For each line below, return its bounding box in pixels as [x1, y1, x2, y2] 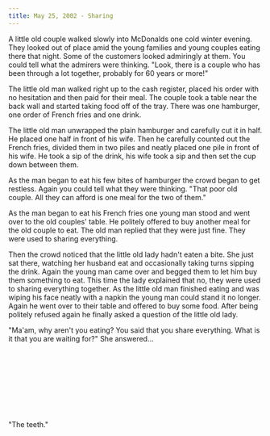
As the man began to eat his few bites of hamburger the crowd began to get [8, 175, 260, 185]
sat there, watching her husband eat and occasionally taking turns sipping [8, 258, 255, 267]
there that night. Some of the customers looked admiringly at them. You [8, 51, 246, 61]
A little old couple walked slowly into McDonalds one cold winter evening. [8, 34, 252, 44]
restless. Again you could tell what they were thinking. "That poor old [8, 183, 238, 194]
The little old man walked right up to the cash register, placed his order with [8, 84, 260, 94]
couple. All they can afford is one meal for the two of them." [8, 192, 207, 202]
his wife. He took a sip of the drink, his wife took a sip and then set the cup [8, 151, 256, 161]
